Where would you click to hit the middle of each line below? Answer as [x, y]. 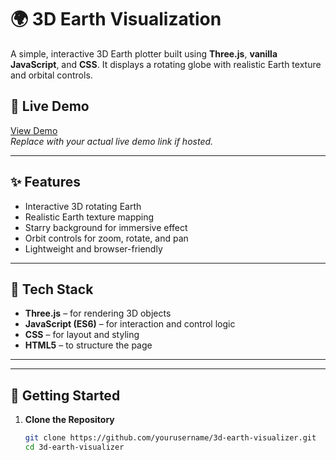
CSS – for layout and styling [82, 335]
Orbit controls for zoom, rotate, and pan [106, 238]
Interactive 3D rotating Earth [83, 206]
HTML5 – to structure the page [88, 345]
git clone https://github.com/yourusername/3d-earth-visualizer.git [170, 438]
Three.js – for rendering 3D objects [98, 313]
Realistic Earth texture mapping [89, 217]
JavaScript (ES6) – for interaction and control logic [130, 324]
